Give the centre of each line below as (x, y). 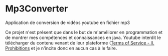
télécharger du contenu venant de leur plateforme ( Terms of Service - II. (80, 42)
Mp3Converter (37, 9)
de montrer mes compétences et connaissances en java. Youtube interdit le (83, 37)
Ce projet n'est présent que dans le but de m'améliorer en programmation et (84, 32)
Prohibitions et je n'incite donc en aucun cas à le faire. (61, 48)
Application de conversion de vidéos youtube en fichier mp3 (68, 22)
